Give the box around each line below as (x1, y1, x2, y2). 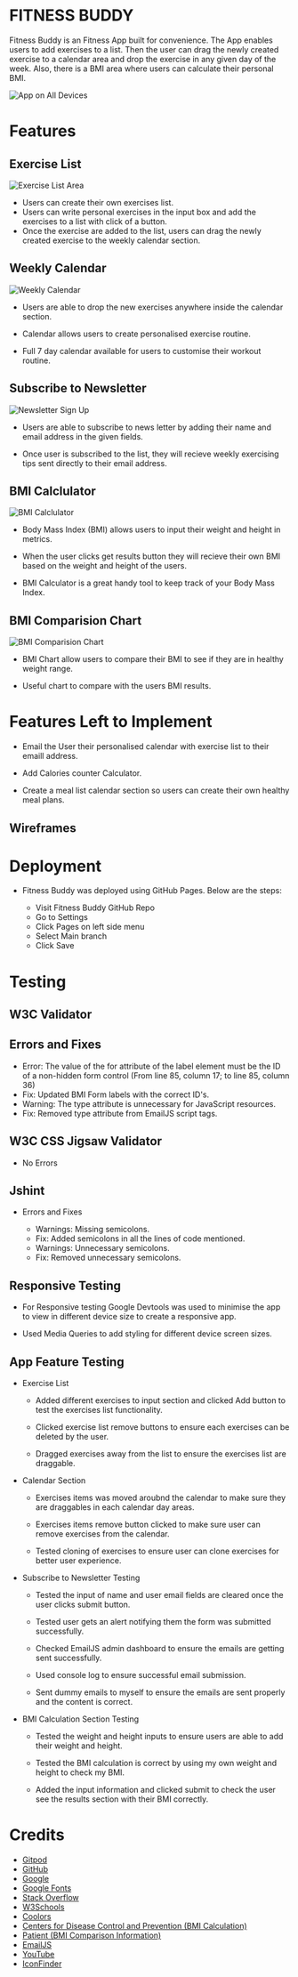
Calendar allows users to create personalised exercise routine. (21, 328, 252, 339)
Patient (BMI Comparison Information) (21, 1930, 162, 1941)
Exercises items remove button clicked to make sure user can (35, 1519, 261, 1530)
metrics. (21, 534, 53, 545)
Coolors (21, 1911, 52, 1922)
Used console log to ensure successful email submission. (35, 1670, 246, 1681)
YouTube (21, 1949, 55, 1960)
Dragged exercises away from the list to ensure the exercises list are (35, 1448, 286, 1459)
